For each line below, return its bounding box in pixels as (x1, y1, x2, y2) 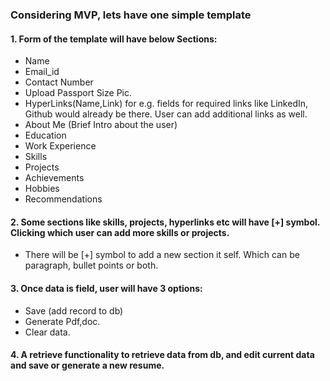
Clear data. (24, 326, 71, 338)
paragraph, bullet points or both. (24, 259, 159, 272)
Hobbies (24, 183, 60, 195)
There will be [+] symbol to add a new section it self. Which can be (24, 249, 300, 261)
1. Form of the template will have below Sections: (10, 33, 218, 45)
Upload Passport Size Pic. (24, 87, 132, 99)
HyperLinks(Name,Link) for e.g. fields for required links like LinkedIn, (24, 98, 309, 110)
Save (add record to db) (24, 304, 124, 317)
